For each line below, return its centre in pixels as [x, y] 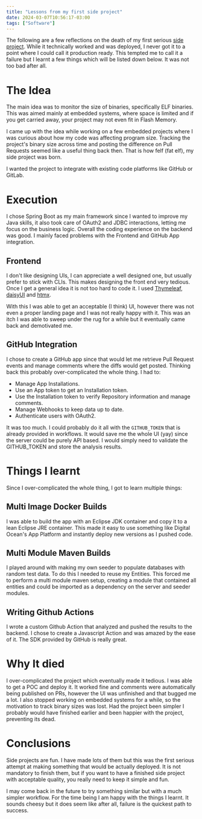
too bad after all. [27, 66]
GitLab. [15, 175]
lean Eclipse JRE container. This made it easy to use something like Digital [98, 527]
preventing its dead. [31, 719]
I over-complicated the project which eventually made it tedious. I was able [99, 681]
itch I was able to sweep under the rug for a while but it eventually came [96, 319]
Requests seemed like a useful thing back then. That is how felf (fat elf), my [100, 151]
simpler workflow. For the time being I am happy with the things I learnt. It [97, 798]
